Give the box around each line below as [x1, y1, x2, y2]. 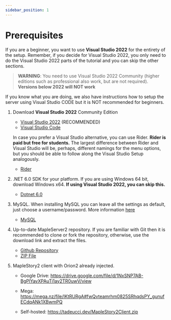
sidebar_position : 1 [5, 7, 50, 13]
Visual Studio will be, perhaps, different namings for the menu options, [12, 145, 161, 151]
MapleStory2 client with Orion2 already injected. [12, 262, 115, 269]
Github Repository [20, 247, 59, 253]
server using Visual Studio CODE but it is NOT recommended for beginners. [5, 99, 164, 105]
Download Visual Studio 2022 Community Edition [12, 109, 118, 115]
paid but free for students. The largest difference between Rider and [12, 139, 159, 146]
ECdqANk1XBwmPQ [20, 298, 63, 305]
